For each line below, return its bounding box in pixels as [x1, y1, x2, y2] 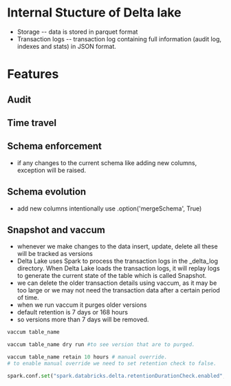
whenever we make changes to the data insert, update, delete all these [16, 242, 218, 250]
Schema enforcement [7, 140, 102, 152]
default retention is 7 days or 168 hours [16, 308, 129, 317]
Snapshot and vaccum [7, 224, 105, 235]
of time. [16, 294, 39, 302]
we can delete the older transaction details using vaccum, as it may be [16, 279, 217, 287]
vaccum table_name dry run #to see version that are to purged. [7, 341, 195, 348]
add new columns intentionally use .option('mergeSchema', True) [16, 204, 202, 213]
